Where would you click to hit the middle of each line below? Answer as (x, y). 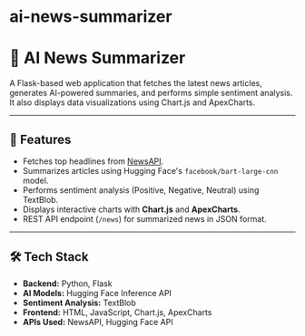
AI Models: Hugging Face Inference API (97, 293)
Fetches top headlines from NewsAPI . (93, 161)
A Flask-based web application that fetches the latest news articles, (136, 83)
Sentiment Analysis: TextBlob (79, 302)
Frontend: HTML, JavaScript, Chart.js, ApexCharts (117, 312)
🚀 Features (40, 139)
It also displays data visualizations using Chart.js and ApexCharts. (133, 102)
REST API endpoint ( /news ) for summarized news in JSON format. (145, 218)
